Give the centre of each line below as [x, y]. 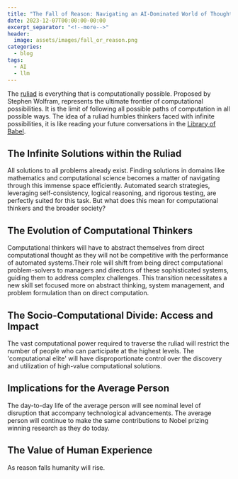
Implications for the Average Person [89, 389]
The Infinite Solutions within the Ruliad [95, 153]
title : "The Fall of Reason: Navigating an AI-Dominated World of [107, 14]
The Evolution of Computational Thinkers [100, 230]
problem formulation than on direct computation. [78, 293]
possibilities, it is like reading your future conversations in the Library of [112, 123]
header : [19, 34]
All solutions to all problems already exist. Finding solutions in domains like [116, 170]
